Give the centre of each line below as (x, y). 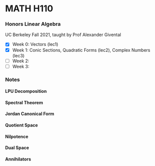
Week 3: (21, 66)
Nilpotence (17, 136)
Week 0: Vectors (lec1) (35, 44)
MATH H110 (29, 9)
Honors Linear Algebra (33, 24)
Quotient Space (22, 125)
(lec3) (18, 55)
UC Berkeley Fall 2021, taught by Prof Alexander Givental (63, 35)
